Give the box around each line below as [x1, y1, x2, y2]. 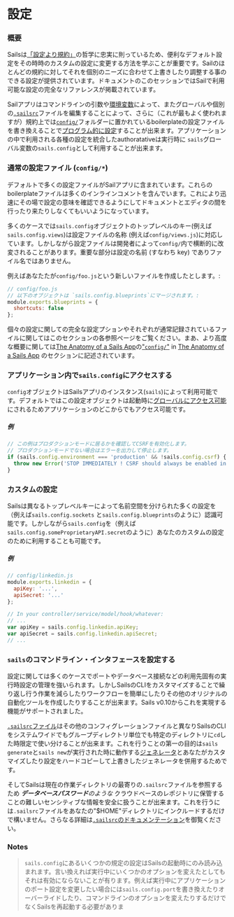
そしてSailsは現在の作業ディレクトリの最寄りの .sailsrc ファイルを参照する [7, 780, 223, 789]
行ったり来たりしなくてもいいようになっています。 [7, 206, 153, 215]
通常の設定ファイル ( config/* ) [7, 163, 108, 173]
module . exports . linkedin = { [7, 578, 92, 585]
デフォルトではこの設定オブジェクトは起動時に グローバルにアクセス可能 [18, 396, 227, 405]
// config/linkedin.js [7, 572, 73, 580]
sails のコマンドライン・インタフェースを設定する [7, 654, 176, 664]
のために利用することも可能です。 [7, 537, 105, 545]
